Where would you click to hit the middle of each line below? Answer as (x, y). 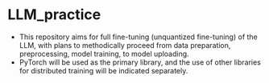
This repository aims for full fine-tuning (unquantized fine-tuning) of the (139, 37)
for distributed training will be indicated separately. (103, 70)
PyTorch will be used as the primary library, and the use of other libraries (140, 62)
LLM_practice (54, 15)
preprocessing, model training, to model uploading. (104, 53)
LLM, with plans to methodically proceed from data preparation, (125, 45)
